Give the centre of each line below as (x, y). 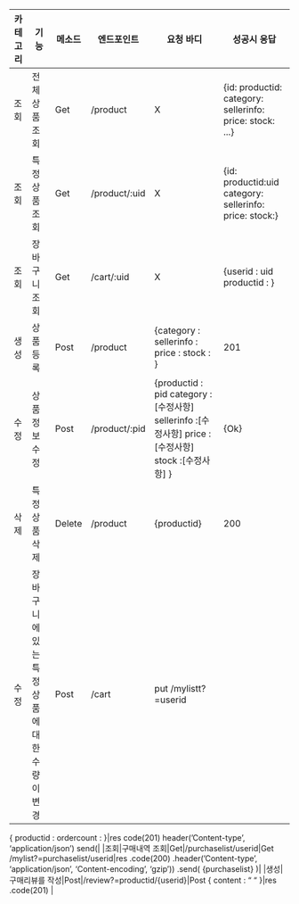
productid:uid (251, 182)
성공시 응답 (255, 39)
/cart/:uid (110, 277)
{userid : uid (249, 271)
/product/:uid (118, 193)
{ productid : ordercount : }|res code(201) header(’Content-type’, (127, 838)
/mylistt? (188, 688)
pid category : (183, 394)
